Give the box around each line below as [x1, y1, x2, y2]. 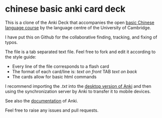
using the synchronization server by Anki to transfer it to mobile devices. [5, 88, 151, 94]
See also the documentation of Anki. [5, 98, 78, 103]
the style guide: [5, 54, 37, 59]
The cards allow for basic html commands [12, 74, 97, 79]
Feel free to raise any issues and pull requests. [5, 107, 99, 113]
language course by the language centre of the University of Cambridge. [5, 24, 151, 30]
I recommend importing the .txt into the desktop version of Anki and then [5, 83, 152, 89]
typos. [5, 39, 18, 45]
